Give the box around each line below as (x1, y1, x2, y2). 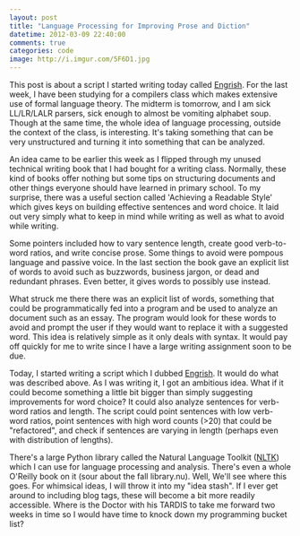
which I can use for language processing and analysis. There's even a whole (9, 462, 291, 471)
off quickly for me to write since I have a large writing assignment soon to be (9, 341, 292, 351)
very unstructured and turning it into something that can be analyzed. (9, 136, 266, 147)
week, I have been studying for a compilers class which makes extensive (9, 89, 278, 99)
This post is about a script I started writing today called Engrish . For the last (9, 80, 288, 90)
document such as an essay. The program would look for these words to (9, 313, 277, 323)
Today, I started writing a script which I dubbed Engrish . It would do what (9, 368, 279, 378)
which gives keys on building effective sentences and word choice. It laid (9, 202, 279, 212)
